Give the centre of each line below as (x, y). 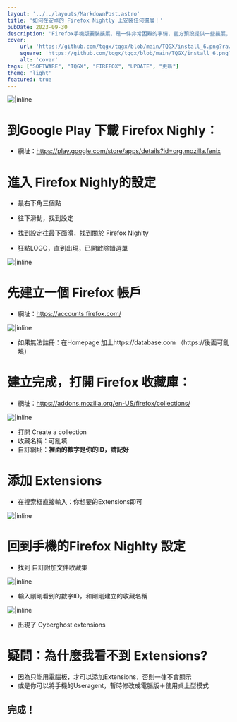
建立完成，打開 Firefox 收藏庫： (99, 383)
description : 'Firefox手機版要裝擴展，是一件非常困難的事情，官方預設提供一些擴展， (119, 34)
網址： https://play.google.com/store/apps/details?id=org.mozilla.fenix (119, 151)
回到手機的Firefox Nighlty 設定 (96, 547)
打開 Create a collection (52, 432)
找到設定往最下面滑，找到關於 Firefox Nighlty (83, 233)
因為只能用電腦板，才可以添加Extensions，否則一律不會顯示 (104, 676)
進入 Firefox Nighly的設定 (82, 182)
